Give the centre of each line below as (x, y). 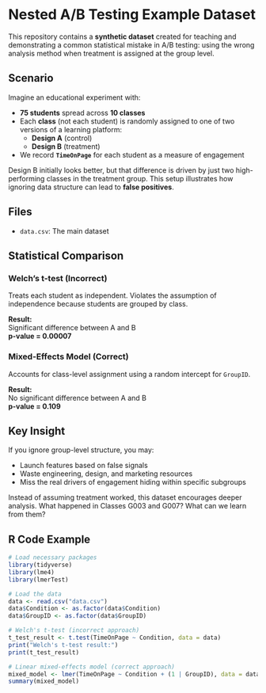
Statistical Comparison (66, 255)
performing (27, 178)
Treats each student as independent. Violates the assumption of (112, 295)
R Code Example (49, 539)
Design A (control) (62, 138)
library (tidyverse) (40, 565)
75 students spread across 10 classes (82, 112)
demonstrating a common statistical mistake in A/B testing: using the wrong (131, 44)
